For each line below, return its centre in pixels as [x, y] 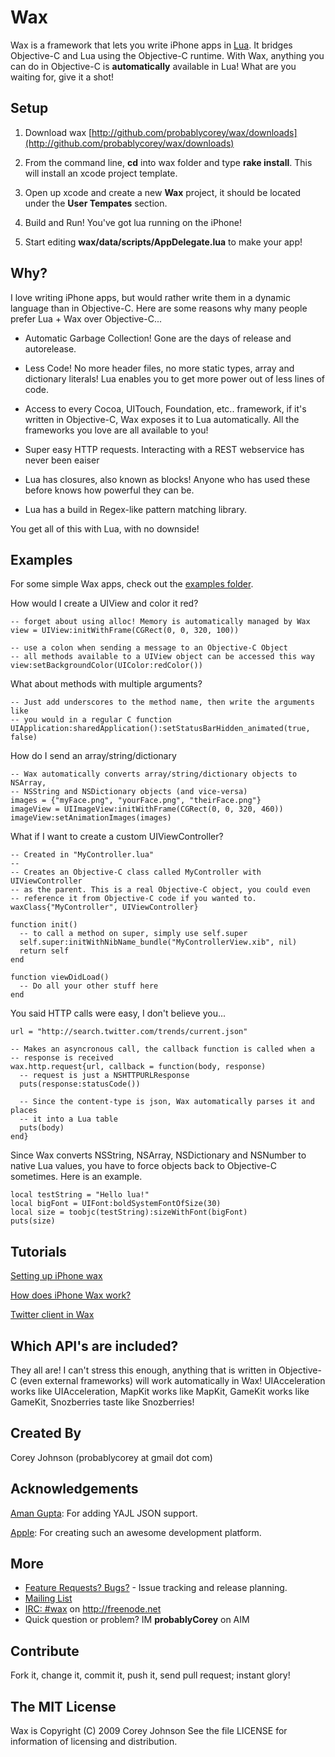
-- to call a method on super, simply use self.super [133, 934]
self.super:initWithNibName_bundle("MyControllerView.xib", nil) [158, 942]
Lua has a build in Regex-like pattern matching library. [135, 509]
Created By [46, 1433]
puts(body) [42, 1128]
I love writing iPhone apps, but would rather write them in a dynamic [150, 297]
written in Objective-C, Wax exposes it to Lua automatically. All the [162, 419]
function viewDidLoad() [60, 977]
